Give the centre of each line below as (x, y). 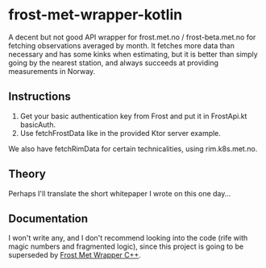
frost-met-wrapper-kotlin (96, 15)
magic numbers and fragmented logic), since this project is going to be (126, 246)
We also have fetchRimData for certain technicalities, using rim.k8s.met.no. (133, 148)
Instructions (39, 97)
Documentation (48, 219)
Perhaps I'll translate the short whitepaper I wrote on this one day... (120, 193)
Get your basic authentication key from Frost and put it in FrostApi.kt (133, 116)
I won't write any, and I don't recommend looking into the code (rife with (128, 238)
